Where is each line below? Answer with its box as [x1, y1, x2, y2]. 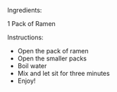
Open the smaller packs [17, 54, 87, 63]
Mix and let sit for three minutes [17, 70, 111, 77]
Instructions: [7, 33, 44, 41]
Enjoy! [17, 77, 36, 85]
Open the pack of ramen [17, 47, 89, 55]
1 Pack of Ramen [7, 20, 56, 27]
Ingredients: [7, 6, 42, 14]
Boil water [17, 62, 47, 70]
